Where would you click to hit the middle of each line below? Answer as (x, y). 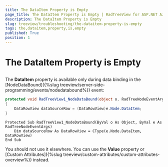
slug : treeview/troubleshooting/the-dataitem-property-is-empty (73, 24)
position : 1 (17, 38)
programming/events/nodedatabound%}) (48, 90)
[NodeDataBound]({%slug (32, 85)
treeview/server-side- (82, 85)
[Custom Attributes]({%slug (34, 154)
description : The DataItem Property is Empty (53, 19)
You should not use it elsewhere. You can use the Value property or (75, 149)
